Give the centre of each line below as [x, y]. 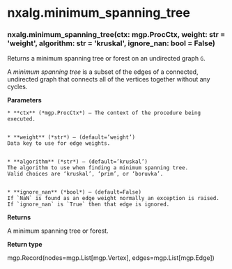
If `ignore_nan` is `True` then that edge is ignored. [88, 205]
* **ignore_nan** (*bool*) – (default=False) [74, 192]
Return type [25, 245]
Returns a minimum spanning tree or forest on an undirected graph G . [106, 59]
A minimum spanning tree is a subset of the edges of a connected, [103, 72]
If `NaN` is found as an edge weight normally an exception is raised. [113, 199]
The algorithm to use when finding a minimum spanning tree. [98, 168]
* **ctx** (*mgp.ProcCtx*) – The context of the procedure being [104, 113]
